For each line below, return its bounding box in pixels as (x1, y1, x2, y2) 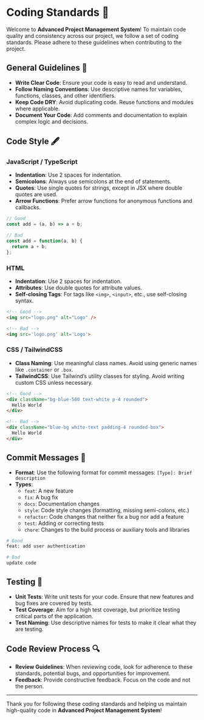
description (15, 475, 46, 481)
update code (6, 560, 36, 566)
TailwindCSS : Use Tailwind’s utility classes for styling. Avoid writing (15, 372, 185, 380)
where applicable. (15, 105, 60, 112)
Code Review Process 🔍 (6, 644, 100, 654)
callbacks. (15, 204, 41, 211)
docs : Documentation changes (24, 500, 100, 507)
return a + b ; (12, 243, 47, 249)
